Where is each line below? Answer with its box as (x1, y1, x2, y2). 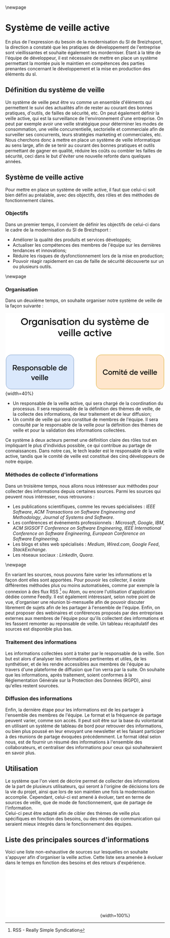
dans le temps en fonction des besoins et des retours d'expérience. (5, 859, 146, 866)
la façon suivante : (5, 303, 44, 309)
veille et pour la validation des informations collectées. (12, 427, 126, 434)
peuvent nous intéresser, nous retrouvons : (5, 493, 95, 499)
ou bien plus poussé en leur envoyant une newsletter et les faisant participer (5, 728, 165, 734)
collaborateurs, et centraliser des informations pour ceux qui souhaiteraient (5, 744, 162, 750)
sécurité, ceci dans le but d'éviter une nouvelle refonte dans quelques (5, 153, 151, 159)
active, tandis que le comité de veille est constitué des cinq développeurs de (5, 453, 165, 459)
